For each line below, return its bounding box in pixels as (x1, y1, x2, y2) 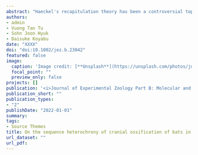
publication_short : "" (6, 91, 62, 97)
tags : (6, 118, 19, 124)
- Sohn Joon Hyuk (6, 31, 49, 37)
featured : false (6, 52, 46, 58)
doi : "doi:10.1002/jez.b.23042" (6, 47, 85, 53)
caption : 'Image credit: (11, 63, 72, 70)
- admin (6, 19, 25, 25)
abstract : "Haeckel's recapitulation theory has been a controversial (6, 8, 183, 15)
